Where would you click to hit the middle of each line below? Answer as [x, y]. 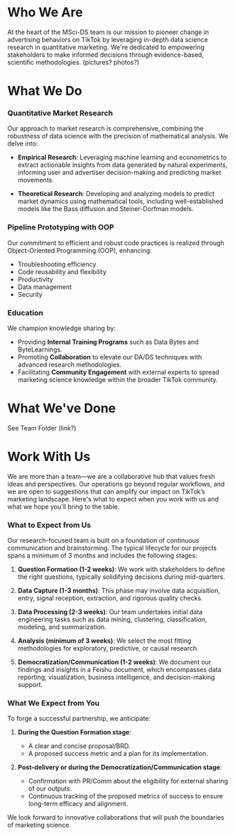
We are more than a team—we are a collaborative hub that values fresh [111, 476]
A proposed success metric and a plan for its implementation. [118, 754]
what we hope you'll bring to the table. [64, 506]
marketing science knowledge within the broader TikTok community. [117, 380]
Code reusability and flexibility [62, 271]
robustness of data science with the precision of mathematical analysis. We [118, 136]
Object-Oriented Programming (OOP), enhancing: [80, 250]
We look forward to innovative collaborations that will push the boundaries [116, 818]
